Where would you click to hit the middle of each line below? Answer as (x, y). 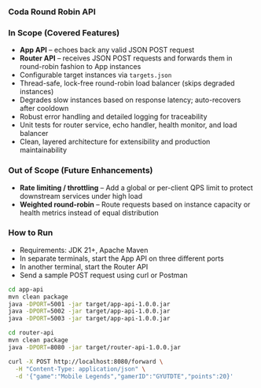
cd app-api (26, 289)
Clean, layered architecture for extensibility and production (115, 142)
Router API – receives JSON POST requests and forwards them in (126, 58)
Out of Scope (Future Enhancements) (81, 170)
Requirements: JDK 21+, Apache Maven (84, 250)
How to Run (31, 232)
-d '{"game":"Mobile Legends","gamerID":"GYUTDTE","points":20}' (125, 376)
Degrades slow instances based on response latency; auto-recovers (130, 100)
